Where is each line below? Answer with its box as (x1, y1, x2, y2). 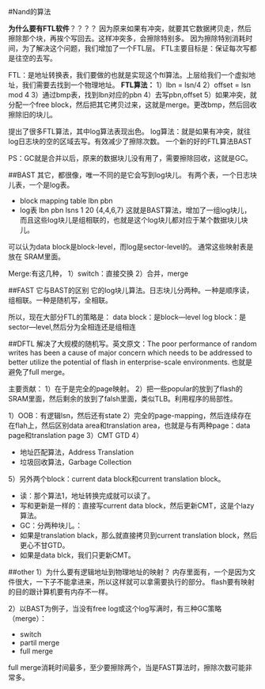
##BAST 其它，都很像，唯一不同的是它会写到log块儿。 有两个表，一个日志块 (8, 170, 257, 180)
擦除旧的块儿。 (8, 110, 57, 119)
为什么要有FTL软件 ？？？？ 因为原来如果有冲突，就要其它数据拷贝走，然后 (8, 24, 252, 33)
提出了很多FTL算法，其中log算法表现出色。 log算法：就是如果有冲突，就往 (8, 127, 251, 136)
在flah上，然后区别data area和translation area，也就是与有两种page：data (8, 421, 251, 430)
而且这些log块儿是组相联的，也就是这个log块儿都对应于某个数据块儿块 (19, 215, 248, 224)
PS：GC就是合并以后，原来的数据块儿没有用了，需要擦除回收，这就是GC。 (8, 154, 253, 162)
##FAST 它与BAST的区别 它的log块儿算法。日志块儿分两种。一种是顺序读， (8, 286, 254, 295)
